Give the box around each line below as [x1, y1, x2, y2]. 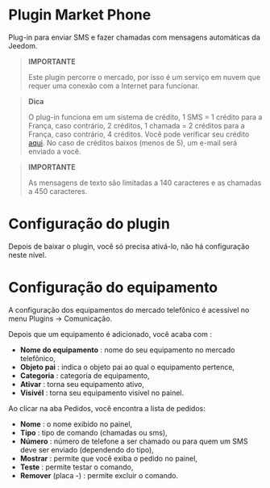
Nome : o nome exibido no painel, [19, 419, 133, 429]
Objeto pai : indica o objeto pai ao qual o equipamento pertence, [19, 362, 235, 372]
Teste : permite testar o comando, [19, 462, 134, 472]
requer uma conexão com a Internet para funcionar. [27, 81, 200, 90]
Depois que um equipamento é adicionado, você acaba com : [8, 329, 212, 339]
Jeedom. [8, 40, 38, 50]
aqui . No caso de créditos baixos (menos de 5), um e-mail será [27, 137, 238, 147]
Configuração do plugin [8, 215, 171, 233]
